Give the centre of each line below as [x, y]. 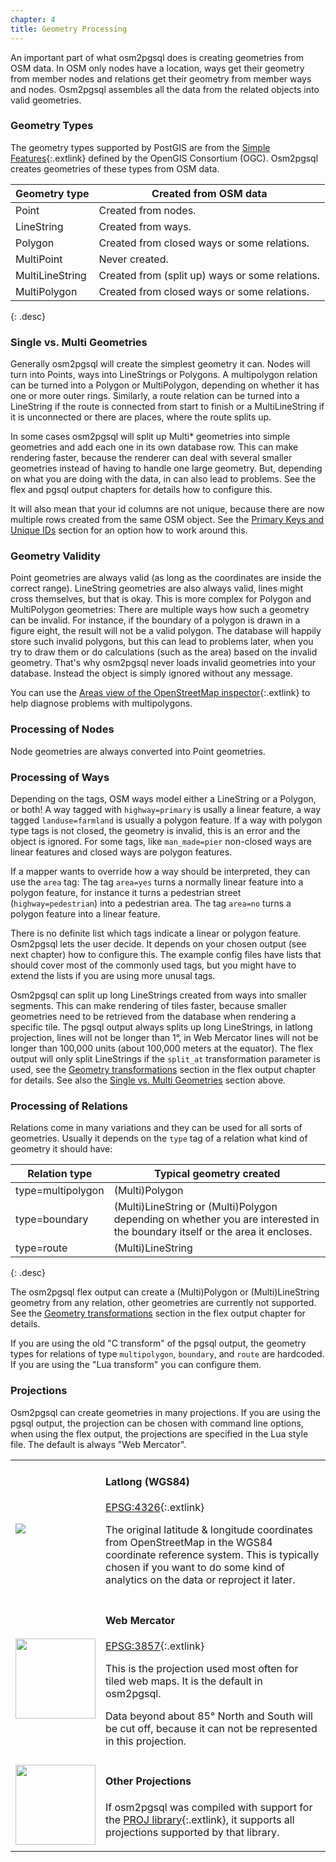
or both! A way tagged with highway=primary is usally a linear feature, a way [166, 809]
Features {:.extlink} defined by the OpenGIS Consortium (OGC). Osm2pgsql [164, 158]
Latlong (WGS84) [147, 1481]
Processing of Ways [60, 777]
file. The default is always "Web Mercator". [98, 1444]
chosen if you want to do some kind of [195, 1568]
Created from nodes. [147, 210]
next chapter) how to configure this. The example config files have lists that [166, 954]
